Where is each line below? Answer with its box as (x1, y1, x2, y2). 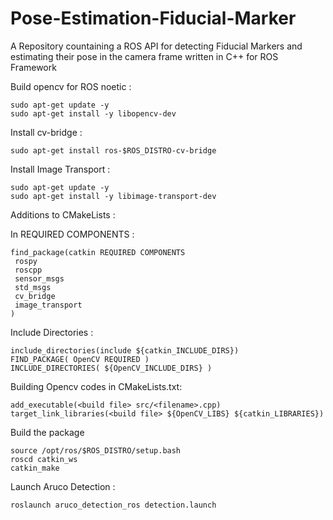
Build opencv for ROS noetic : (10, 80, 132, 92)
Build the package (10, 426, 85, 438)
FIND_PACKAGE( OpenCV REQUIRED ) (10, 354, 150, 364)
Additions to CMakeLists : (10, 208, 116, 221)
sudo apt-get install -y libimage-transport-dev (10, 191, 217, 201)
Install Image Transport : (10, 163, 111, 175)
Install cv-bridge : (10, 126, 83, 138)
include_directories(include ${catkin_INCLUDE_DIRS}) (10, 345, 240, 356)
